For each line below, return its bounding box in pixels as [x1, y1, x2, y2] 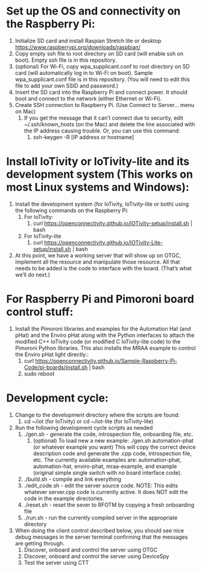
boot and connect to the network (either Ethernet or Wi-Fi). [14, 95, 162, 102]
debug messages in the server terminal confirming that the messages [14, 533, 188, 541]
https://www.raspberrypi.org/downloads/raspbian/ [14, 44, 140, 51]
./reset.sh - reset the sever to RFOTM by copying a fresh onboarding [24, 501, 195, 509]
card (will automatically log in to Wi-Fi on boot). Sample [14, 69, 153, 76]
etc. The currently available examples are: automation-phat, [33, 456, 182, 463]
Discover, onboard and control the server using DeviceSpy [24, 552, 169, 560]
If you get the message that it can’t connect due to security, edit [24, 114, 183, 122]
